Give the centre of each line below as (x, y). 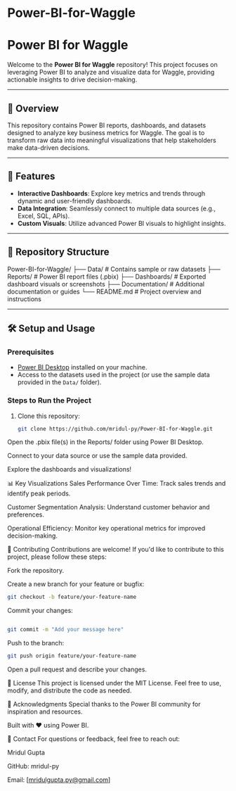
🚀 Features (31, 176)
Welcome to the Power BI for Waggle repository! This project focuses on (112, 65)
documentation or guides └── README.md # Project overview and (104, 291)
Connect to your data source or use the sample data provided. (97, 456)
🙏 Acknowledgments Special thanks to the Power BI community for (104, 704)
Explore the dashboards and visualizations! (70, 469)
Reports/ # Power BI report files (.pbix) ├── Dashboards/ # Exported (107, 277)
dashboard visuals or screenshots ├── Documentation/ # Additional (106, 284)
